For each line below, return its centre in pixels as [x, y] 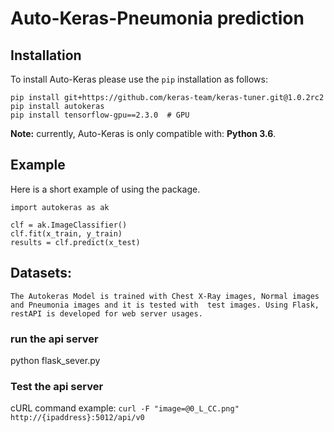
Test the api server [57, 386]
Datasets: [41, 273]
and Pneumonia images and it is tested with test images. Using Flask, [165, 305]
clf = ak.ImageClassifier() [69, 225]
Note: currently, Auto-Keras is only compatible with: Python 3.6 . [143, 133]
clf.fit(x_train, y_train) [66, 233]
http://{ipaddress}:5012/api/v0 [77, 418]
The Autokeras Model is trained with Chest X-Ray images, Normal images [165, 296]
